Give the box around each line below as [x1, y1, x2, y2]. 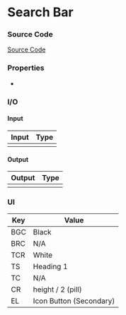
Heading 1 [33, 262, 69, 272]
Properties [7, 63, 45, 73]
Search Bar [7, 4, 74, 20]
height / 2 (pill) [33, 285, 83, 295]
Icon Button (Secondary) [33, 296, 115, 306]
